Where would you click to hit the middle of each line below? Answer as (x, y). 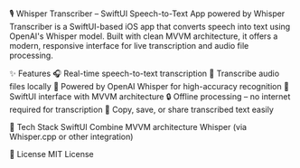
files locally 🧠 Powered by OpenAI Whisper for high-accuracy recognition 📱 (149, 86)
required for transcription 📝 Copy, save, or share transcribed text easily (141, 109)
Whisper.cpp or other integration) (71, 136)
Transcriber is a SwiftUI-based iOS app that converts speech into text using (150, 27)
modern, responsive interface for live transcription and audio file (129, 46)
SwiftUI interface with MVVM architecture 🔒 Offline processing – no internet (150, 97)
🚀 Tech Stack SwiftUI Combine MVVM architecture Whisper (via (128, 127)
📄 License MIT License (52, 154)
